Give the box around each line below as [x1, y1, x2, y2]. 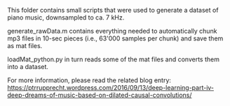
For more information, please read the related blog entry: [7, 76, 172, 84]
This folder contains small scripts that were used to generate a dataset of [7, 6, 219, 14]
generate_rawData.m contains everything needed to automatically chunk [7, 27, 217, 35]
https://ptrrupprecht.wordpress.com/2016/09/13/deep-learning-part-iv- [7, 84, 215, 91]
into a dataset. [7, 63, 49, 70]
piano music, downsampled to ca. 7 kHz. [7, 13, 125, 22]
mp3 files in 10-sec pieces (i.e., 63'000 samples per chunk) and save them [7, 34, 224, 43]
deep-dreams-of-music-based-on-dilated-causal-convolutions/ [7, 91, 192, 99]
